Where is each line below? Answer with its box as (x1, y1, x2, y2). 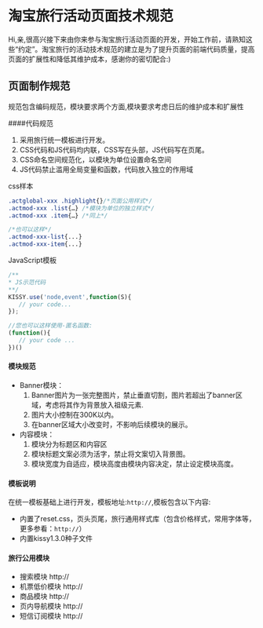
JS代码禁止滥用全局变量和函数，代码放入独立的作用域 (19, 164, 194, 173)
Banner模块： (19, 380, 64, 389)
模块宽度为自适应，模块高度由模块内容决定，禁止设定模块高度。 (31, 458, 238, 468)
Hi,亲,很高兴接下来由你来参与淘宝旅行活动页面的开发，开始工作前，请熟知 (8, 35, 246, 44)
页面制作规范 (8, 79, 71, 93)
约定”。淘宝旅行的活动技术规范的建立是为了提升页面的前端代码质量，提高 (18, 44, 255, 53)
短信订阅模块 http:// (19, 612, 83, 621)
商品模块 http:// (19, 592, 69, 601)
